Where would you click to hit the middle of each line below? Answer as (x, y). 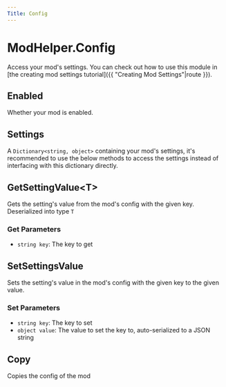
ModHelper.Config (62, 47)
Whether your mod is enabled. (50, 113)
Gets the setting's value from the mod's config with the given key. (101, 204)
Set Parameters (34, 308)
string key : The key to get (55, 244)
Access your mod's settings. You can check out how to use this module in (112, 67)
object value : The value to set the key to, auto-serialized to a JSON (114, 330)
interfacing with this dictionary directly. (63, 166)
